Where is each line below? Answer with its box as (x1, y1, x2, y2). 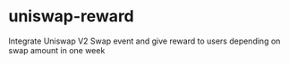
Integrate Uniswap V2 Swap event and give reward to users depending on (8, 36, 281, 46)
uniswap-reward (8, 6, 135, 27)
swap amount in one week (8, 44, 106, 55)
